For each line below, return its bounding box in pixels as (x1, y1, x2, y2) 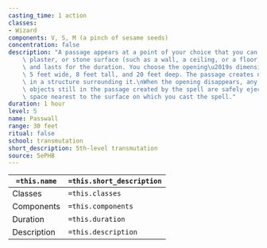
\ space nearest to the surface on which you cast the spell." (22, 93, 237, 101)
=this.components (68, 202, 133, 211)
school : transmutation (8, 136, 83, 145)
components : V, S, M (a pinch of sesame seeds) (8, 33, 169, 42)
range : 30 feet (8, 122, 59, 130)
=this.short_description (68, 177, 162, 186)
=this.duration (68, 215, 126, 224)
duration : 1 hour (8, 100, 66, 108)
